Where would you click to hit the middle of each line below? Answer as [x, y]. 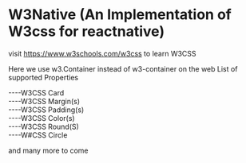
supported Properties [43, 77]
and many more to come [49, 150]
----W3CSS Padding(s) [46, 110]
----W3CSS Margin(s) [44, 101]
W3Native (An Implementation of [120, 15]
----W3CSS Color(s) [42, 118]
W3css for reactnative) [87, 31]
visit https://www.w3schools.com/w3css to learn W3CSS [103, 53]
